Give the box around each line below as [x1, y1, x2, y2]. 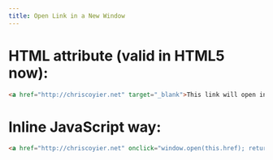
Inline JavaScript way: [8, 118, 162, 136]
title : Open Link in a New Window [8, 11, 126, 20]
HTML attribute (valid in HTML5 [8, 46, 225, 65]
